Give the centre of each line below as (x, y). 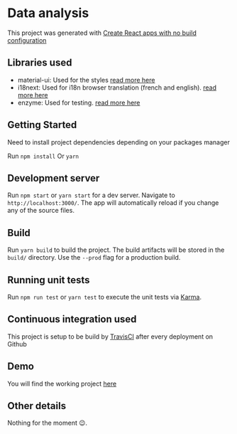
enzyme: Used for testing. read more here (79, 102)
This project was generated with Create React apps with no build (102, 33)
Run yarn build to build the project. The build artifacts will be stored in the (116, 250)
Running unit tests (49, 280)
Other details (37, 406)
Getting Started (42, 125)
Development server (54, 178)
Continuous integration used (72, 319)
